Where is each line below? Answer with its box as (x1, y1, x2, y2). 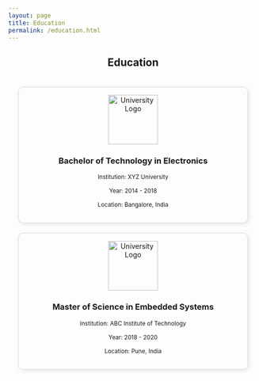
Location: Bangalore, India (97, 201, 169, 209)
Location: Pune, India (104, 347, 162, 355)
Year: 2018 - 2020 (108, 333, 158, 341)
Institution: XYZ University (97, 173, 169, 181)
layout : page (8, 11, 51, 20)
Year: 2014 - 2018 (109, 187, 158, 195)
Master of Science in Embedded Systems (52, 302, 214, 313)
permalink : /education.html (8, 26, 101, 34)
